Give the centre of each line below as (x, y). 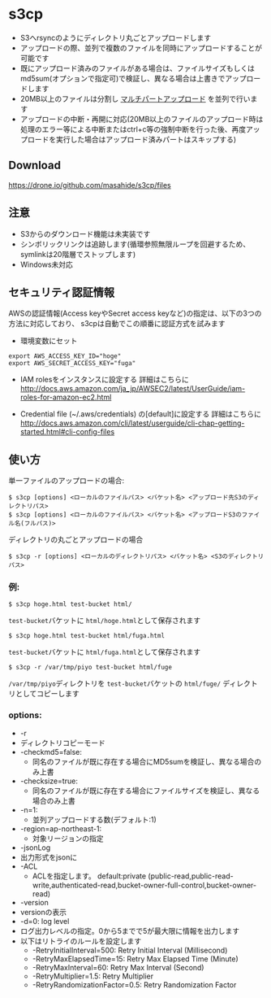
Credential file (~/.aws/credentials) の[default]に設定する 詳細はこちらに (141, 414)
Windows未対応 (46, 264)
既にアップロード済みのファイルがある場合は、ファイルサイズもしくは (138, 68)
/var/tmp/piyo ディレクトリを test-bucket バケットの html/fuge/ (115, 683)
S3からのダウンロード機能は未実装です (85, 233)
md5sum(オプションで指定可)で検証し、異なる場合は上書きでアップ (133, 78)
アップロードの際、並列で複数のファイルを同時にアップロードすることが (141, 48)
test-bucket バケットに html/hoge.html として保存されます (105, 621)
